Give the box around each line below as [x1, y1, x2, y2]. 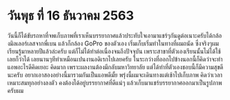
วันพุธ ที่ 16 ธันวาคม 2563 [7, 8, 135, 24]
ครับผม [7, 86, 24, 94]
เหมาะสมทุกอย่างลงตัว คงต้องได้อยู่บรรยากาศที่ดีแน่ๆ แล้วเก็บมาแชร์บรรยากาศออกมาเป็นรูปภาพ [7, 78, 222, 87]
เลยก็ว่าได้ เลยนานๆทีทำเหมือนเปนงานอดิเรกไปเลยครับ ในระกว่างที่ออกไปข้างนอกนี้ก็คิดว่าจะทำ [7, 55, 223, 63]
